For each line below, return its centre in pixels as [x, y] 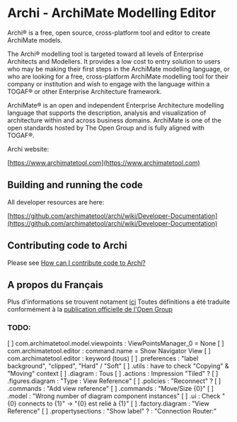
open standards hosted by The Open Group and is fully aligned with [106, 127]
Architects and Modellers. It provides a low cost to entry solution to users [114, 61]
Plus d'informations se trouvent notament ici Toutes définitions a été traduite [119, 302]
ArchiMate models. [35, 40]
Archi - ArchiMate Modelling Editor [112, 13]
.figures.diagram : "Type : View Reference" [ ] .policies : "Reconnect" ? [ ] [114, 381]
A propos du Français [56, 285]
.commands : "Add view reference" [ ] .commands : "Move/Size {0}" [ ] [111, 388]
